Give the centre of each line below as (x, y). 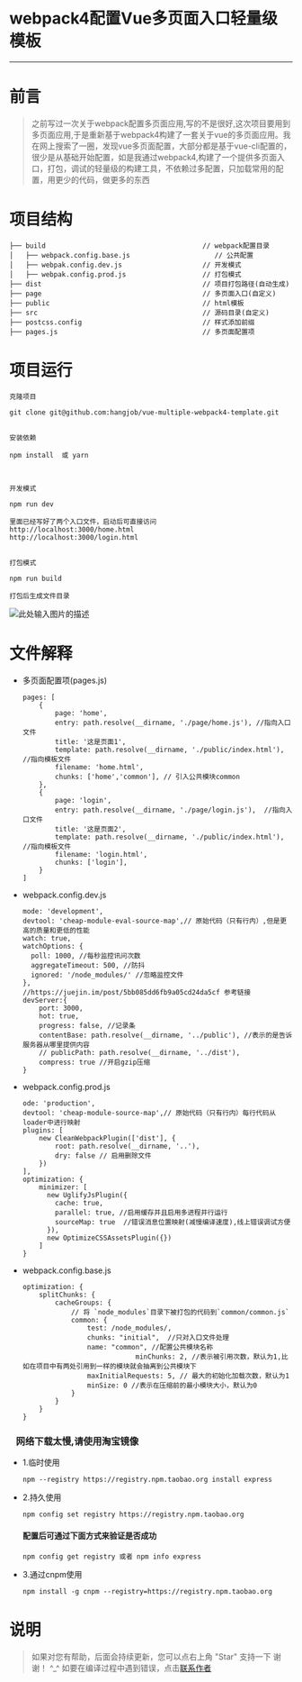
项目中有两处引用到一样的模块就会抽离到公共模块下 (116, 1366)
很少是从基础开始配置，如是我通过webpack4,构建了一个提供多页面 (154, 157)
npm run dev (31, 504)
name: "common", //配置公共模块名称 (150, 1347)
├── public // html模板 (127, 303)
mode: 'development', (62, 911)
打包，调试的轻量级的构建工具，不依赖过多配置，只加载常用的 (161, 168)
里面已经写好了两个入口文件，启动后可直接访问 (83, 522)
